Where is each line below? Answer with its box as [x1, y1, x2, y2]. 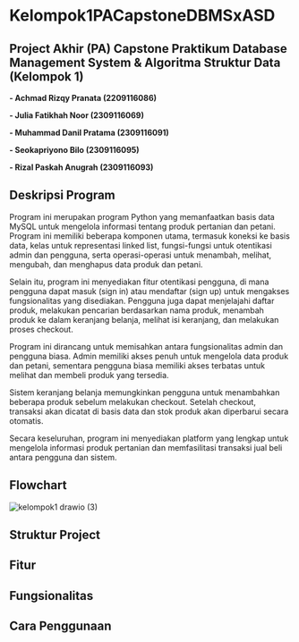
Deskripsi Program [9, 188, 116, 203]
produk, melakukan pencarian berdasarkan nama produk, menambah [9, 305, 264, 316]
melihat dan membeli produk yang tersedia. [9, 369, 169, 380]
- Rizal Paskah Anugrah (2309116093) [9, 162, 154, 173]
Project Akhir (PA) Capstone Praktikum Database [9, 41, 288, 56]
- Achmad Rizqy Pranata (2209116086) [9, 93, 158, 103]
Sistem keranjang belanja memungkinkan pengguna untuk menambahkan [9, 386, 280, 398]
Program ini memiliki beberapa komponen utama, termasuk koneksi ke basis [9, 230, 291, 241]
